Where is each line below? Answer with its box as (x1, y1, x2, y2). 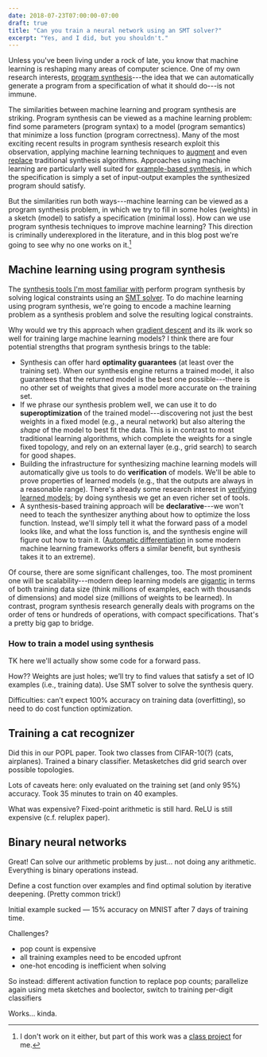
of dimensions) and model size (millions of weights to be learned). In (8, 592, 233, 602)
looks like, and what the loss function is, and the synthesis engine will (19, 526, 248, 536)
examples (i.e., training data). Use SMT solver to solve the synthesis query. (8, 680, 254, 689)
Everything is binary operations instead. (8, 865, 139, 875)
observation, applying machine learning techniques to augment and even (8, 147, 248, 157)
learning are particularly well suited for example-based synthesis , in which (8, 164, 252, 174)
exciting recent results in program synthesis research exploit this (8, 138, 220, 148)
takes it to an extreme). (19, 552, 95, 561)
